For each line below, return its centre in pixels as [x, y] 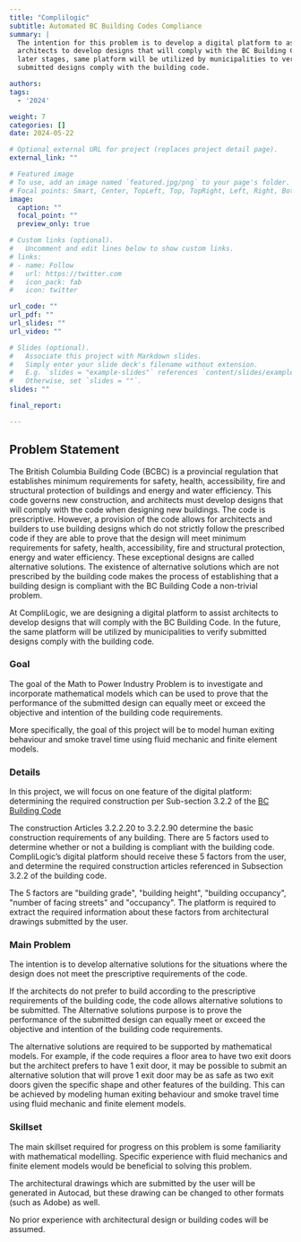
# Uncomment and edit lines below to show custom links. [122, 248]
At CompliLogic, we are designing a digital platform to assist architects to [144, 612]
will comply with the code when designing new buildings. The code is [138, 509]
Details [25, 772]
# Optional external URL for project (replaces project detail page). [144, 150]
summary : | [30, 34]
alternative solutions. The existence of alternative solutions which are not [144, 567]
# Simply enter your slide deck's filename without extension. [133, 364]
